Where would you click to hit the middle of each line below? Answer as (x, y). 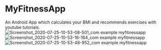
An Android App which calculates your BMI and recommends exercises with (81, 22)
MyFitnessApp (35, 9)
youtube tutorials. (23, 27)
